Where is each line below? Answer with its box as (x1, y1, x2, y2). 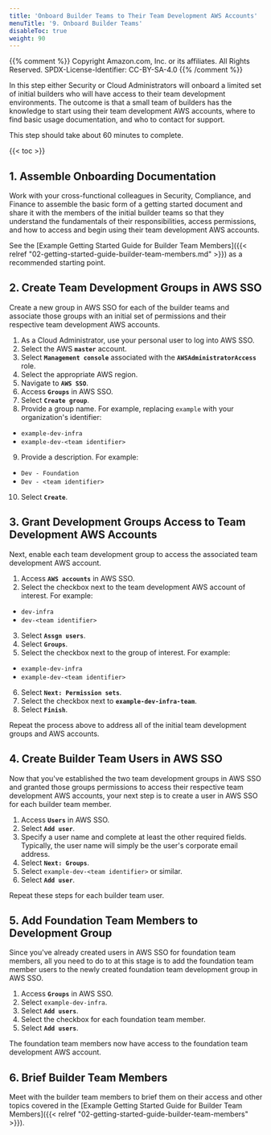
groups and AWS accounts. (9, 729, 100, 738)
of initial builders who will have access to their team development (9, 89, 226, 99)
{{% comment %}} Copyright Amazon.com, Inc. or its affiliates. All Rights (9, 56, 250, 66)
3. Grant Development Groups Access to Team (9, 515, 246, 529)
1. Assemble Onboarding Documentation (9, 169, 216, 183)
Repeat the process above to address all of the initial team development (9, 720, 247, 730)
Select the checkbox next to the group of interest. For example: (20, 647, 231, 657)
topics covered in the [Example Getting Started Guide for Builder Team (9, 1101, 243, 1111)
